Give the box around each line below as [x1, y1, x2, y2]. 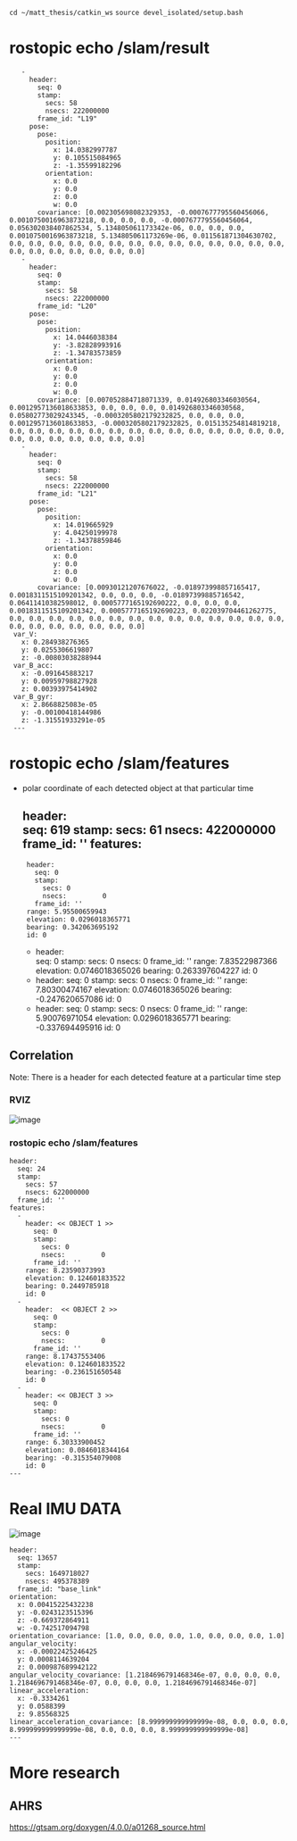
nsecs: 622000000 [25, 1188, 90, 1197]
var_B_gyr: [12, 692, 54, 701]
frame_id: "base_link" [17, 1585, 102, 1594]
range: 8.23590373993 [25, 1266, 105, 1275]
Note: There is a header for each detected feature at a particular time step [9, 1071, 282, 1082]
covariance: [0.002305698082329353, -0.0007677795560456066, [37, 208, 269, 217]
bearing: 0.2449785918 [25, 1282, 110, 1291]
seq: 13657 [17, 1554, 58, 1562]
